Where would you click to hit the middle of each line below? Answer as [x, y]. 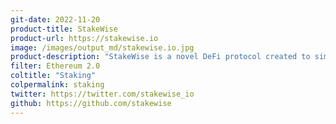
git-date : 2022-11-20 [55, 19]
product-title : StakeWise [64, 29]
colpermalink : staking [57, 85]
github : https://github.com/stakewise [91, 103]
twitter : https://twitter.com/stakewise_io [102, 94]
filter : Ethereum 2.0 [55, 66]
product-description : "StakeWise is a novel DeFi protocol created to [160, 57]
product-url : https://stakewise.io [84, 38]
